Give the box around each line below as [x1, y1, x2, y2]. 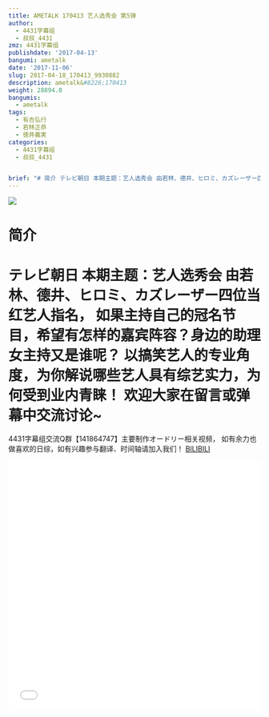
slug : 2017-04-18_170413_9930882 [8, 71, 120, 79]
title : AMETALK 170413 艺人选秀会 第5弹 [8, 11, 137, 20]
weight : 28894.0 [8, 86, 62, 94]
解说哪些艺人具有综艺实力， [64, 366, 247, 384]
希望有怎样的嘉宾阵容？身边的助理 [36, 326, 262, 344]
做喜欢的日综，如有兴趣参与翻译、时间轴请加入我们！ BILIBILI [8, 444, 211, 454]
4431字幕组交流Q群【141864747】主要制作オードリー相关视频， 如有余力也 [8, 434, 257, 444]
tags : [8, 109, 26, 117]
